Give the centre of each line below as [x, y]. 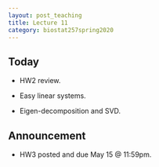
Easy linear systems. [52, 96]
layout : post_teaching [45, 15]
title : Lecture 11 [38, 23]
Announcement [47, 135]
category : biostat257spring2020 [61, 30]
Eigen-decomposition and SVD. [70, 111]
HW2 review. [40, 81]
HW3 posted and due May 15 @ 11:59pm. [85, 154]
